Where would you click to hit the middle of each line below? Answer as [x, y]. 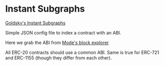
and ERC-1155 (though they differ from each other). [59, 58]
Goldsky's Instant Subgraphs [35, 23]
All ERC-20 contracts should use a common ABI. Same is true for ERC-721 [82, 52]
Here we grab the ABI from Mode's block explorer [57, 42]
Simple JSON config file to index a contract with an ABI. [63, 32]
